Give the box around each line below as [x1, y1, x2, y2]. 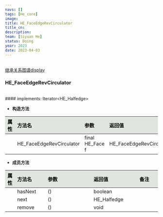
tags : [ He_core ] [5, 12, 38, 17]
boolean [94, 188, 113, 195]
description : [5, 30, 32, 35]
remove [17, 204, 35, 211]
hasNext [17, 188, 36, 195]
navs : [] [5, 7, 23, 12]
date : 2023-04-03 [5, 48, 40, 53]
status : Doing [5, 39, 34, 44]
